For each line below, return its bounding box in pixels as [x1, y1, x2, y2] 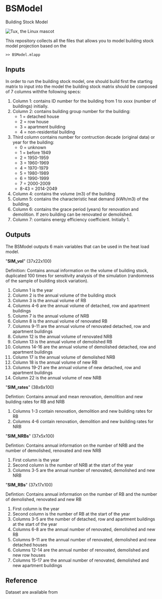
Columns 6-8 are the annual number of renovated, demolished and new [12, 526, 155, 532]
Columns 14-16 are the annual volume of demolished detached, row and [12, 344, 156, 350]
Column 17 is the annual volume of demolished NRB [12, 354, 116, 360]
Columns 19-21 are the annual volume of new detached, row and [12, 364, 141, 370]
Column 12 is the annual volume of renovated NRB [12, 333, 113, 340]
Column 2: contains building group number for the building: [12, 108, 131, 114]
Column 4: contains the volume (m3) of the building [12, 191, 116, 196]
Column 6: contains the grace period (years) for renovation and [12, 206, 139, 212]
